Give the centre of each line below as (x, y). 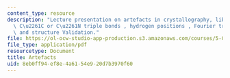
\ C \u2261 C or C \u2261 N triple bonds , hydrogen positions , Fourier (114, 26)
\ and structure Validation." (56, 32)
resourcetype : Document (41, 52)
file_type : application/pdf (47, 45)
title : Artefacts (32, 58)
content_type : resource (41, 13)
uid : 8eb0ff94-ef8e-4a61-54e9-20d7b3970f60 (70, 64)
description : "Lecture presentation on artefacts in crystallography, (110, 20)
